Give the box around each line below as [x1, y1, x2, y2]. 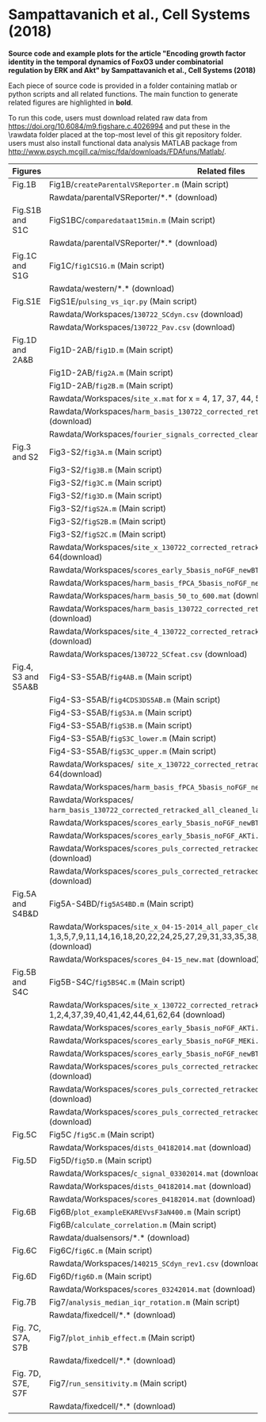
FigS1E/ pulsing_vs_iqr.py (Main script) [48, 296, 198, 307]
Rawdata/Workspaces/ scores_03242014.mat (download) [48, 1283, 256, 1294]
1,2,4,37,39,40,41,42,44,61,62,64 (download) [48, 1009, 226, 1020]
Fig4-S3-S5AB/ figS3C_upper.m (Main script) [48, 745, 217, 756]
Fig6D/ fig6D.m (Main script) [48, 1271, 153, 1282]
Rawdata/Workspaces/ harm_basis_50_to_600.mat [48, 590, 231, 601]
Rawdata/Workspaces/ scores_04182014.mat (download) [48, 1193, 256, 1204]
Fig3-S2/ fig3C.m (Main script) [48, 477, 162, 488]
